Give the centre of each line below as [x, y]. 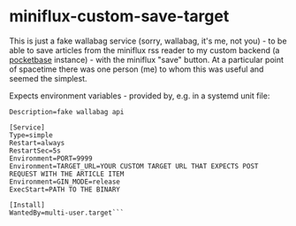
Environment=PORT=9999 [51, 158]
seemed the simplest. [48, 78]
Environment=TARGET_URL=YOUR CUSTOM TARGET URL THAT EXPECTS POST [134, 166]
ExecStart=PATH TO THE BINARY [65, 189]
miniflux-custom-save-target [119, 16]
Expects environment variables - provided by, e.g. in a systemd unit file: [140, 96]
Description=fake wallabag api [67, 112]
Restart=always [37, 143]
